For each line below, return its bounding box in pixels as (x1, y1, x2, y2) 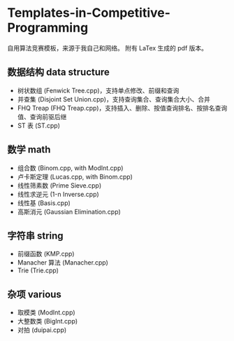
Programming (7, 20, 89, 36)
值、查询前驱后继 (17, 112, 67, 120)
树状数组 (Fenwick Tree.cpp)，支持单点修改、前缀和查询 (17, 86, 180, 95)
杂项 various (7, 288, 61, 300)
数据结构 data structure (7, 67, 110, 78)
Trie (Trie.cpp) (17, 266, 59, 274)
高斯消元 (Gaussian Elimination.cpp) (17, 207, 121, 216)
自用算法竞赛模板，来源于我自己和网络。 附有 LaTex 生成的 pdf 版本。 (7, 43, 208, 52)
